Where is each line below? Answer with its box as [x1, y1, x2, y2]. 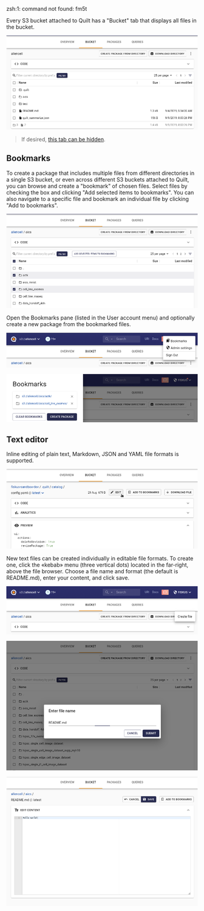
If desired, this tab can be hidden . [21, 135, 106, 143]
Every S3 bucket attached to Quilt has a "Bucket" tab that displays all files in [6, 17, 197, 24]
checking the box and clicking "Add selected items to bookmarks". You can [6, 188, 194, 196]
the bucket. [6, 24, 35, 30]
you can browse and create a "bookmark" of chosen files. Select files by [6, 182, 188, 189]
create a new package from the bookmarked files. [6, 320, 131, 327]
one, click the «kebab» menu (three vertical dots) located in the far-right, [6, 561, 189, 568]
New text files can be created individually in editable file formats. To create [6, 555, 194, 562]
